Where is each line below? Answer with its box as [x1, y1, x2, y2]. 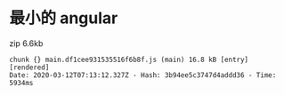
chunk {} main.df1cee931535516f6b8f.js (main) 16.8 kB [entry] [9, 55, 249, 64]
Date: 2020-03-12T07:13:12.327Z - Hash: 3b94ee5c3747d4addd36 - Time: [9, 70, 277, 80]
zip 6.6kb [9, 37, 44, 49]
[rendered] [9, 63, 50, 72]
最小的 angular [9, 8, 118, 28]
